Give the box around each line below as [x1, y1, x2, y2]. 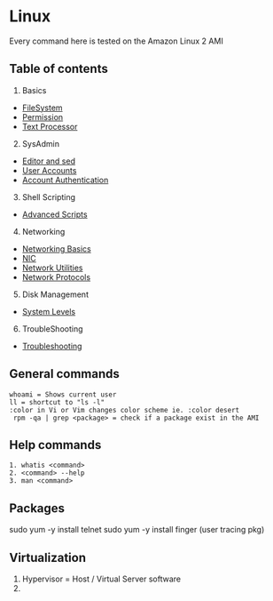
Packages [9, 501, 65, 516]
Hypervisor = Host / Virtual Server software [21, 573, 182, 584]
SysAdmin [21, 138, 60, 148]
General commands [9, 366, 120, 381]
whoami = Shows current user [9, 389, 117, 399]
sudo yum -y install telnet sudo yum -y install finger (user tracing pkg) [9, 525, 265, 535]
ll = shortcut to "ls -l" [9, 397, 105, 406]
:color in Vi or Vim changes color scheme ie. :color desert [9, 405, 240, 414]
